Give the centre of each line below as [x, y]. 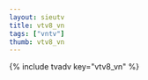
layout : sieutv [37, 17]
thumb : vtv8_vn [37, 42]
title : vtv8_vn [37, 25]
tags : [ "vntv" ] [37, 33]
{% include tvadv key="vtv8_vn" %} [74, 67]
